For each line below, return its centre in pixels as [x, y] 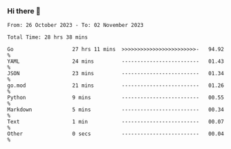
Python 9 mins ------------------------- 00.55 [116, 98]
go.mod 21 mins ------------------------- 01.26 [116, 86]
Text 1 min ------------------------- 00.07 [116, 122]
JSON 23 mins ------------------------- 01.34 [116, 74]
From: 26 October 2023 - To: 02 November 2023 [75, 26]
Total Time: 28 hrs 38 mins [48, 37]
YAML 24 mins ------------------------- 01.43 [116, 61]
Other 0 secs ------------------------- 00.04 [116, 134]
